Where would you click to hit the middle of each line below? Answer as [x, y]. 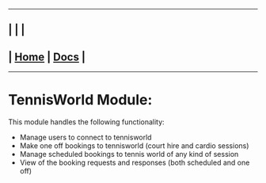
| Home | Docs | [47, 57]
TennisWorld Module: [80, 100]
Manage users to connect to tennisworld [85, 137]
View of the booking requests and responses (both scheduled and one [135, 162]
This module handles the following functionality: [86, 122]
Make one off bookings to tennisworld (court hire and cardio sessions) [134, 146]
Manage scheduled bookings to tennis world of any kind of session [129, 154]
